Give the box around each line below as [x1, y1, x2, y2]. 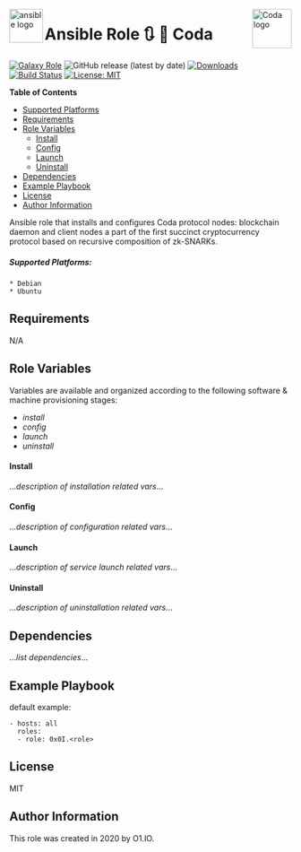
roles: [17, 726, 42, 735]
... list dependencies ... [9, 652, 89, 663]
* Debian [9, 279, 42, 288]
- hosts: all [9, 718, 58, 728]
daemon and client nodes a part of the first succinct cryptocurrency [9, 226, 260, 237]
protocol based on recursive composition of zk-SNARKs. [9, 236, 218, 247]
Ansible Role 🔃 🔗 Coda [44, 24, 213, 45]
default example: [9, 701, 72, 712]
